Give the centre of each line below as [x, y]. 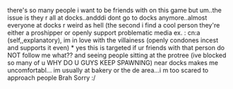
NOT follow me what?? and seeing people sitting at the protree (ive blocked [117, 55]
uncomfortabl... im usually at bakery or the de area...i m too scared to [108, 70]
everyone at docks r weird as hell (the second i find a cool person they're [114, 25]
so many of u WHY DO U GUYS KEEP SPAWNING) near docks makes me [113, 63]
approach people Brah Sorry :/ [52, 78]
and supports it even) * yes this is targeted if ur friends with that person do [116, 48]
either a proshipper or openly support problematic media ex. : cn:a [104, 32]
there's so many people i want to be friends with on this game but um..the [115, 10]
